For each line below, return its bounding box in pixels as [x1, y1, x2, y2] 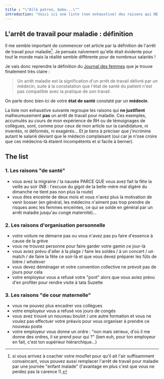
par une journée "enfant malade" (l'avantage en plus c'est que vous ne [12, 363, 155, 369]
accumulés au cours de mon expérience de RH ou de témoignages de [5, 118, 145, 124]
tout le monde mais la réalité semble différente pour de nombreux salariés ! [5, 54, 156, 60]
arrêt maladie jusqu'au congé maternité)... [12, 210, 97, 215]
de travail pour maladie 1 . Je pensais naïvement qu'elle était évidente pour [5, 48, 153, 54]
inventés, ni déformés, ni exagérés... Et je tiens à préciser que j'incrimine [5, 128, 151, 134]
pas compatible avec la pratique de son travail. [17, 88, 111, 94]
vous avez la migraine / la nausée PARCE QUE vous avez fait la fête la [12, 178, 152, 184]
